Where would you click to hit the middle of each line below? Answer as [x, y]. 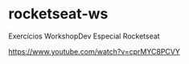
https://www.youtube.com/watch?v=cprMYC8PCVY [94, 51]
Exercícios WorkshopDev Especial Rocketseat [84, 36]
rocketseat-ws [58, 14]
